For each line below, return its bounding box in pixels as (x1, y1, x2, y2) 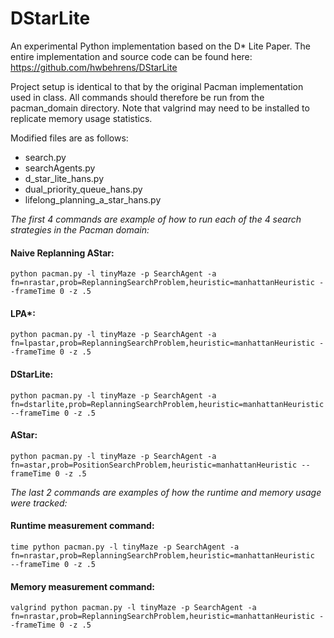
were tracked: (10, 497, 68, 509)
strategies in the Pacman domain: (10, 223, 150, 236)
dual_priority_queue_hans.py (24, 183, 143, 195)
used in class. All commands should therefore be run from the (10, 91, 265, 103)
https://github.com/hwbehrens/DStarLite (10, 61, 178, 73)
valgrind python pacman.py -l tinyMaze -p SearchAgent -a (10, 603, 257, 613)
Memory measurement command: (10, 580, 156, 592)
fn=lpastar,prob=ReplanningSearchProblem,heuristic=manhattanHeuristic (10, 338, 315, 349)
